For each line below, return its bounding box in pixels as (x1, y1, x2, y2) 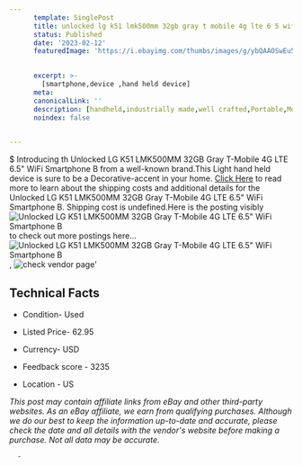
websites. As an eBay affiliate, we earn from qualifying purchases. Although (9, 406, 292, 417)
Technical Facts (9, 285, 101, 300)
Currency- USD (22, 344, 80, 354)
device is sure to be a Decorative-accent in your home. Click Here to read (9, 173, 282, 184)
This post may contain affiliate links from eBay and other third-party (9, 396, 263, 407)
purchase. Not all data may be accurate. (9, 434, 160, 445)
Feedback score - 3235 (22, 361, 111, 372)
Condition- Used (22, 309, 84, 319)
